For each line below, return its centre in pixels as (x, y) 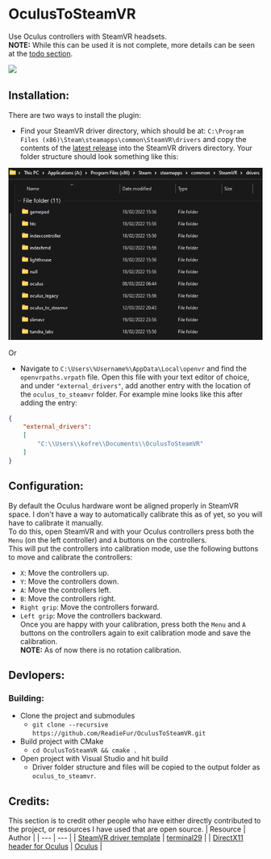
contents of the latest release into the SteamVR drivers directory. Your (136, 148)
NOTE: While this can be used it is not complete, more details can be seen (132, 44)
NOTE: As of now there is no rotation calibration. (100, 650)
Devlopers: (37, 675)
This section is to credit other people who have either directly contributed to (135, 821)
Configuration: (46, 486)
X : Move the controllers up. (65, 572)
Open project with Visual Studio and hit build (94, 759)
